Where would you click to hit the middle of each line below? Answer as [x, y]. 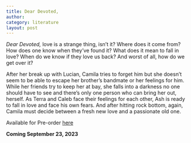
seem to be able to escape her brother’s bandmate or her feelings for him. [95, 81]
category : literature [33, 22]
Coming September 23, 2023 [42, 134]
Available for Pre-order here [40, 123]
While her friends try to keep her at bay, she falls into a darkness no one [93, 87]
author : [16, 17]
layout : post [22, 28]
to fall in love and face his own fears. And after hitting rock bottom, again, [95, 105]
